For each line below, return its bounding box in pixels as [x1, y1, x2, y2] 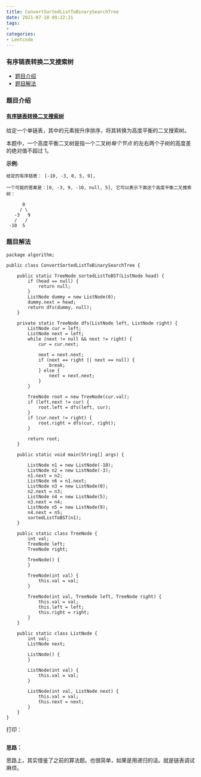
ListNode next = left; [28, 331, 84, 337]
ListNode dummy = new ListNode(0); [28, 294, 117, 300]
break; [48, 362, 66, 368]
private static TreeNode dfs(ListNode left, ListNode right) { [17, 320, 178, 326]
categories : [6, 31, 36, 37]
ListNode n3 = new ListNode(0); [28, 483, 109, 489]
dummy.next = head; [28, 299, 77, 305]
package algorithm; [6, 252, 55, 258]
